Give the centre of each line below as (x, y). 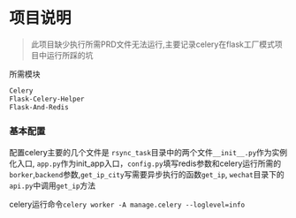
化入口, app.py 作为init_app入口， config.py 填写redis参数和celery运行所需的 (145, 163)
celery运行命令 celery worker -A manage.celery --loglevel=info (127, 204)
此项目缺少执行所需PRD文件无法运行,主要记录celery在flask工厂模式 (153, 44)
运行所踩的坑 (70, 55)
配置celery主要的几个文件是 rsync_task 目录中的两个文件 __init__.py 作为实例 (148, 152)
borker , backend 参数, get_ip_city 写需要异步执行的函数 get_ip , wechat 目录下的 (147, 174)
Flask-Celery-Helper (47, 99)
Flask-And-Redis (39, 107)
